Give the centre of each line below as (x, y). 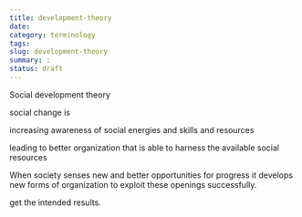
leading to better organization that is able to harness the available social (145, 148)
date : (20, 26)
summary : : (30, 60)
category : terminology (52, 35)
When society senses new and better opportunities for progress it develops (151, 175)
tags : (20, 43)
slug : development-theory (58, 52)
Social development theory (60, 94)
